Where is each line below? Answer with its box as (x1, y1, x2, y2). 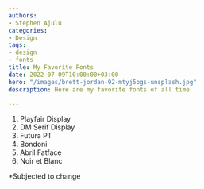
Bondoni (19, 140, 48, 149)
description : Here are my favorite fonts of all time (8, 85, 191, 94)
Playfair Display (19, 114, 71, 124)
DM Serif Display (19, 122, 75, 132)
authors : (8, 11, 37, 20)
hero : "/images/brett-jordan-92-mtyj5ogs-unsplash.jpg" (8, 78, 197, 86)
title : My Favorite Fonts (8, 64, 94, 71)
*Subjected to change (8, 172, 81, 181)
